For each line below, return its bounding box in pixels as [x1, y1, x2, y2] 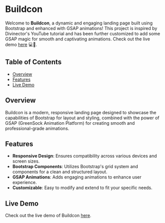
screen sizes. [12, 158, 40, 164]
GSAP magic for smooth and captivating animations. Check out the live [5, 36, 150, 42]
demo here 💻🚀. [5, 41, 37, 47]
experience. [12, 180, 37, 186]
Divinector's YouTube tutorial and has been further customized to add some [5, 30, 161, 36]
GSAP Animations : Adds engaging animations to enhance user [12, 174, 142, 180]
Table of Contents [5, 58, 62, 66]
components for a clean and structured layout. [12, 169, 108, 175]
